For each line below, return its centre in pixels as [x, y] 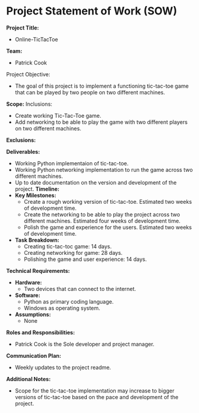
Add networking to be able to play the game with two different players [101, 122]
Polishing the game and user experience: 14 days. [85, 259]
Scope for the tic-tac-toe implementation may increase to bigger [95, 390]
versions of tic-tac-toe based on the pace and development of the [97, 397]
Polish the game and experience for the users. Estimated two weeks [108, 227]
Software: [28, 295]
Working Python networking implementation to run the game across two [104, 170]
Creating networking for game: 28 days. [73, 252]
